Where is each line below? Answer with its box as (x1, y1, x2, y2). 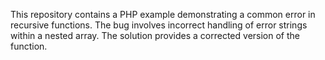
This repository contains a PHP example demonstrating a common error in (10, 9, 316, 20)
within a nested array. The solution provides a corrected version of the (10, 30, 300, 41)
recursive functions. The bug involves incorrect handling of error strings (10, 19, 308, 31)
